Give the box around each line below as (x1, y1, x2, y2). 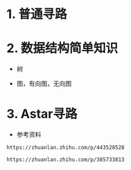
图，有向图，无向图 (16, 79, 72, 88)
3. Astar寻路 (6, 106, 78, 122)
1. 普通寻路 (6, 6, 67, 22)
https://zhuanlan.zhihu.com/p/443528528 (6, 144, 125, 151)
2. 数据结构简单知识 (6, 41, 119, 56)
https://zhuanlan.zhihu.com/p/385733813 (6, 156, 125, 163)
